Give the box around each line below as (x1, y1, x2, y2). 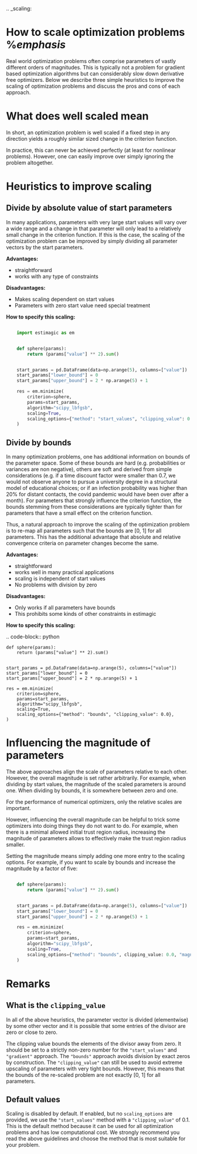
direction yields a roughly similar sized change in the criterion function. (6, 135, 178, 142)
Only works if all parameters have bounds (14, 604, 116, 611)
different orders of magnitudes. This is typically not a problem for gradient (6, 64, 185, 71)
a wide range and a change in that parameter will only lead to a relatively (6, 225, 182, 232)
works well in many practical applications (14, 569, 114, 576)
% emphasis (6, 38, 66, 52)
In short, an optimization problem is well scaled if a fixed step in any (6, 129, 170, 136)
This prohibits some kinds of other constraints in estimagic (14, 611, 157, 618)
